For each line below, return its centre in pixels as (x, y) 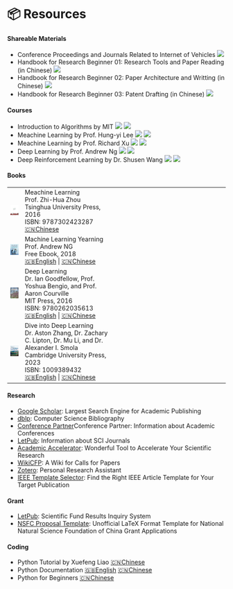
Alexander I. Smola (51, 348)
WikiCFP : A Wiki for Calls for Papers (69, 463)
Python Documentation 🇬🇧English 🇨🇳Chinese (85, 570)
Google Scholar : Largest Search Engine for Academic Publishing (109, 411)
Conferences (36, 433)
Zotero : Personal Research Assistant (69, 470)
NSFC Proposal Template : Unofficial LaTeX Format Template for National (120, 524)
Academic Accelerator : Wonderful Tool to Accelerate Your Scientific (114, 448)
